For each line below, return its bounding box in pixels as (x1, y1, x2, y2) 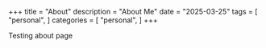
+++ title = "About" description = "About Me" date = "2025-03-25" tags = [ (8, 7, 258, 16)
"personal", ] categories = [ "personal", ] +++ (8, 15, 159, 25)
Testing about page (8, 31, 73, 40)
